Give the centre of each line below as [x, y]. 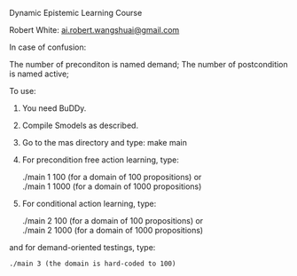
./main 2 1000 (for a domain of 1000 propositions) [113, 230]
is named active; [39, 74]
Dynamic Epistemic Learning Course [76, 13]
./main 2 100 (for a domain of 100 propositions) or [113, 221]
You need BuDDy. [54, 108]
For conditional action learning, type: [89, 204]
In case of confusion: [48, 47]
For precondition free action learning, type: [101, 160]
